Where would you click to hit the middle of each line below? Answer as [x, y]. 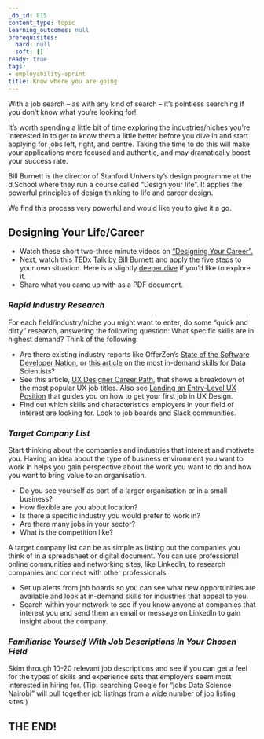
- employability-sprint [47, 74]
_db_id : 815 [27, 15]
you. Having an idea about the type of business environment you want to [126, 458]
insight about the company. [64, 621]
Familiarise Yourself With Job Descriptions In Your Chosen [123, 642]
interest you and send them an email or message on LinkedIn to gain [130, 612]
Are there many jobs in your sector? [77, 524]
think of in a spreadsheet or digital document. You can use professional [124, 556]
